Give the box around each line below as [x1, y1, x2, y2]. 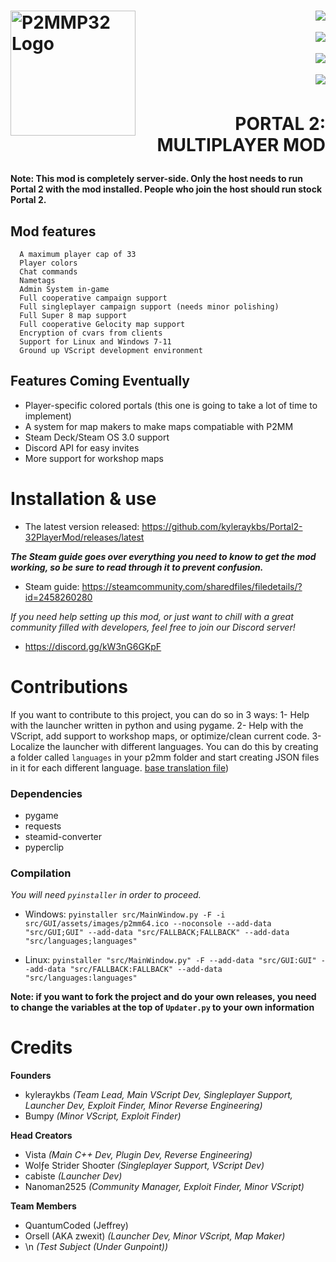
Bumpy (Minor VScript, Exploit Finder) [24, 1110, 182, 1122]
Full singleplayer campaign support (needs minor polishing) [19, 302, 280, 312]
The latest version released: [24, 520, 140, 532]
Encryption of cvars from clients [19, 328, 163, 338]
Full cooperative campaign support [19, 293, 168, 303]
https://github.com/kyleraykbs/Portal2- [141, 520, 303, 532]
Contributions [10, 675, 128, 698]
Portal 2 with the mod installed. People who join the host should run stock [10, 183, 323, 195]
